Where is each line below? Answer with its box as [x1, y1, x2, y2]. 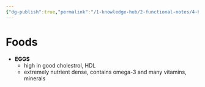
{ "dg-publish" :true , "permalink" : [6, 9, 91, 15]
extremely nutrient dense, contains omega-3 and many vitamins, [23, 68, 187, 75]
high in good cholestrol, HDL [23, 61, 96, 69]
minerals [23, 74, 46, 82]
